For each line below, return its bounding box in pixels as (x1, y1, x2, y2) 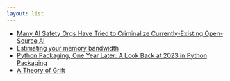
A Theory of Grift (16, 66, 65, 74)
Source (16, 36, 38, 45)
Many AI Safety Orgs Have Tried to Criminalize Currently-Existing (16, 29, 204, 37)
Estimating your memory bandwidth (16, 44, 120, 52)
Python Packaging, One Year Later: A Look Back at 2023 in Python (16, 51, 208, 60)
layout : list (6, 10, 44, 17)
